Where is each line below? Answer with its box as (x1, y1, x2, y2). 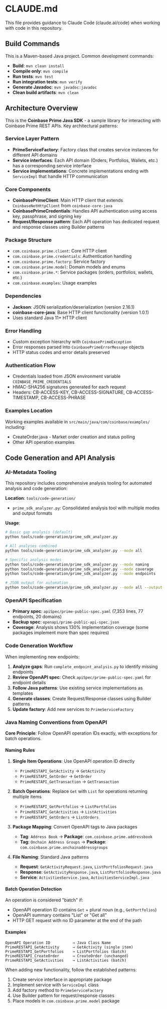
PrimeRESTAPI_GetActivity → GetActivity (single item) (5, 945, 134, 950)
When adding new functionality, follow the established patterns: (5, 966, 137, 973)
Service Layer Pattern (5, 135, 59, 142)
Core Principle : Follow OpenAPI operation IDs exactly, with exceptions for (5, 730, 158, 736)
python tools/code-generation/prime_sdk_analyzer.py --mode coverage (5, 567, 154, 572)
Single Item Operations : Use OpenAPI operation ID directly (12, 758, 135, 764)
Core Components (5, 186, 51, 193)
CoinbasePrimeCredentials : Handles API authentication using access (12, 208, 157, 214)
